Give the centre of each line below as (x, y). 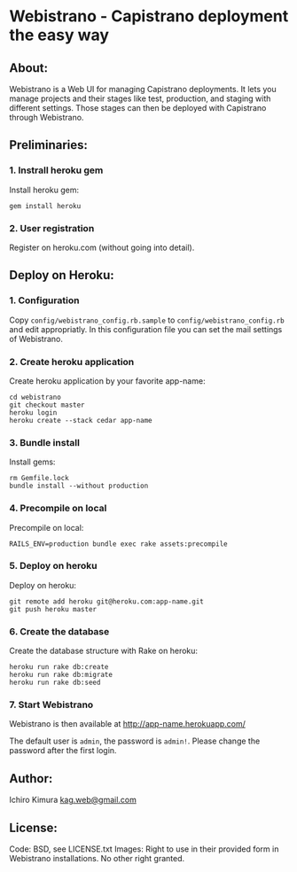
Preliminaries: (49, 145)
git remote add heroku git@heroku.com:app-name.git (106, 601)
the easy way (59, 35)
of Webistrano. (36, 339)
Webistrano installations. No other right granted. (97, 859)
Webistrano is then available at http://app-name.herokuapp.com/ (128, 724)
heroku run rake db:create (59, 667)
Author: (31, 779)
